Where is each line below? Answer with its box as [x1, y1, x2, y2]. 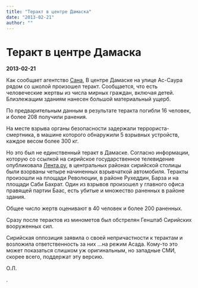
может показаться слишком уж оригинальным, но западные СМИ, [6, 247, 177, 254]
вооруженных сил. [6, 223, 54, 230]
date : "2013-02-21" [6, 14, 55, 20]
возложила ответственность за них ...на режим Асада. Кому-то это [6, 240, 178, 248]
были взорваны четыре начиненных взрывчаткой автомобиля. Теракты [6, 168, 188, 176]
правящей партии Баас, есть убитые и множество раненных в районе [6, 187, 185, 194]
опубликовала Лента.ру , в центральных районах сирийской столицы [6, 162, 181, 169]
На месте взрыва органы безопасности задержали [6, 125, 136, 132]
